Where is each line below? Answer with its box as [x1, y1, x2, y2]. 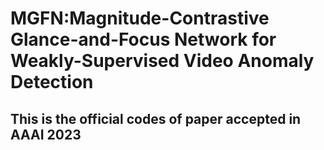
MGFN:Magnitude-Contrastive [10, 7, 270, 30]
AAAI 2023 [10, 126, 82, 143]
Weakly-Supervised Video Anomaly [10, 50, 315, 72]
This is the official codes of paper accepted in [10, 110, 302, 127]
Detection [10, 71, 94, 94]
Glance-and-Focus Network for [10, 28, 277, 51]
